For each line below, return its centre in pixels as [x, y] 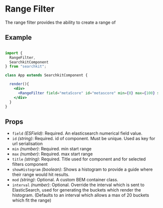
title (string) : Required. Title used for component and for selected [79, 159]
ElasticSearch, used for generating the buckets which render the [76, 190]
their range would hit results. [41, 175]
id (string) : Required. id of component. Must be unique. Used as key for [83, 139]
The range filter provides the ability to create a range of [60, 22]
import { [14, 53]
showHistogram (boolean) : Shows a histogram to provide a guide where [82, 169]
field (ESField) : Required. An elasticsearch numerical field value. [77, 133]
